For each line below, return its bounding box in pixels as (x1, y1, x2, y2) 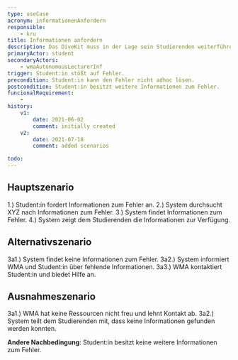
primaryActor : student (7, 50, 74, 58)
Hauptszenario (7, 182, 74, 194)
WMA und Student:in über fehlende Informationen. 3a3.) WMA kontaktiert (7, 262, 222, 271)
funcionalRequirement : (7, 89, 74, 97)
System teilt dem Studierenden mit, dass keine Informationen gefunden (7, 317, 215, 325)
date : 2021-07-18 (33, 136, 84, 143)
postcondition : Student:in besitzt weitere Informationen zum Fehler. (7, 83, 220, 90)
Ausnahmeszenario (7, 290, 96, 302)
